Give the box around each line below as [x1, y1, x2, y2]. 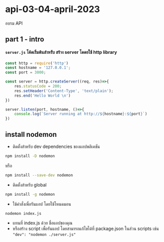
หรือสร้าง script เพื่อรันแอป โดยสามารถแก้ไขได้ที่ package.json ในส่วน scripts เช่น [12, 225, 159, 232]
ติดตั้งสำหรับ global [12, 182, 47, 188]
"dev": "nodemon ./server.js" [12, 232, 76, 237]
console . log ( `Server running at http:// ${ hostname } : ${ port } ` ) [14, 112, 147, 117]
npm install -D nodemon [5, 153, 55, 158]
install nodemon [5, 130, 57, 139]
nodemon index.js [5, 211, 42, 216]
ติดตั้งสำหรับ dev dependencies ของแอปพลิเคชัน [12, 143, 100, 149]
